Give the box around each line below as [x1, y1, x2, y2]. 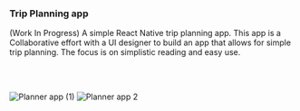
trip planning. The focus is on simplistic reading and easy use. [9, 47, 241, 58]
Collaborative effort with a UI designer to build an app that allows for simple [9, 37, 292, 48]
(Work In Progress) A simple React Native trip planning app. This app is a [9, 28, 281, 39]
